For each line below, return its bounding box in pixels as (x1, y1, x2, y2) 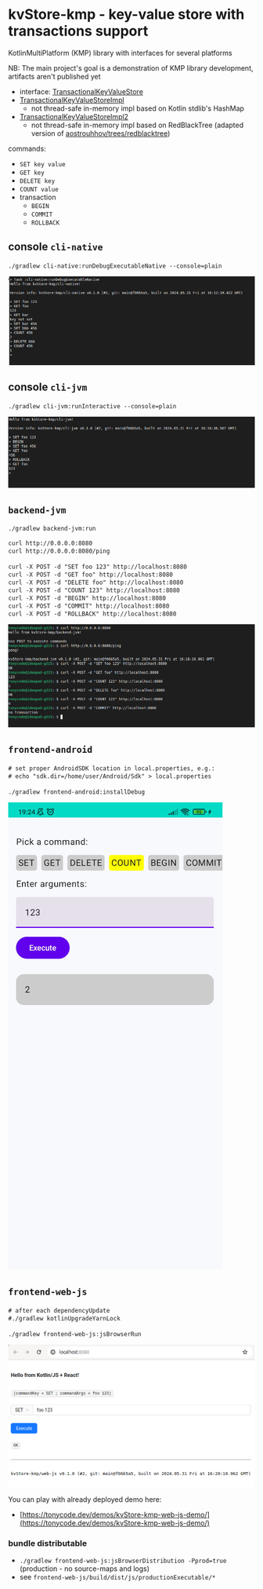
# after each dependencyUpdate (8, 1306, 110, 1314)
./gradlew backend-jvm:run (8, 524, 96, 533)
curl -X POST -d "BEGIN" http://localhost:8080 (8, 594, 167, 602)
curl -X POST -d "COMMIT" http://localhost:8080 (8, 602, 170, 610)
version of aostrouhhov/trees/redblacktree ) (31, 128, 171, 138)
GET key (19, 169, 45, 177)
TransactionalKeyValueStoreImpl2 (19, 111, 129, 121)
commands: (8, 144, 47, 153)
